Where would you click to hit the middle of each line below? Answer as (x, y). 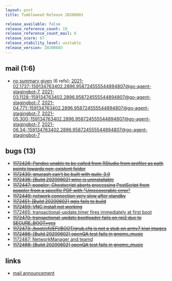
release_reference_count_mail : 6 (41, 34)
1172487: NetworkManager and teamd (53, 239)
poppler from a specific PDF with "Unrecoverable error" (71, 191)
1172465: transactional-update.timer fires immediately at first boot (82, 212)
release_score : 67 (25, 38)
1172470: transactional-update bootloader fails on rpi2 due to (77, 218)
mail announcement (34, 273)
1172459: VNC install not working (48, 207)
